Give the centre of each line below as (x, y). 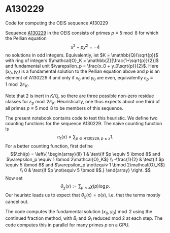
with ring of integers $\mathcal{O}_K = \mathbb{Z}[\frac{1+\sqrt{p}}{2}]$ (82, 60)
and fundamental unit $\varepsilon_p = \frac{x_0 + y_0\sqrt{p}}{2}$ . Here (82, 66)
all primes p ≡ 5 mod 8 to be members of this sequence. (64, 108)
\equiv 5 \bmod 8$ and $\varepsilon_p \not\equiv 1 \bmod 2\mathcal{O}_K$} (85, 165)
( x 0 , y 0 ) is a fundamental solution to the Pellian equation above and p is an (82, 72)
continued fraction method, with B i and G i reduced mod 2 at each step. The (84, 219)
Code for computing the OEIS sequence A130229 (57, 23)
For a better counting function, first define (49, 146)
